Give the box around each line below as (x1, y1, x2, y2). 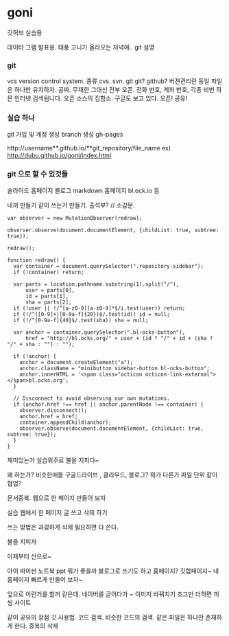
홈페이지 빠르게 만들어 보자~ (7, 575, 83, 583)
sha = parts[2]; (25, 299, 72, 306)
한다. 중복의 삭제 (14, 622, 58, 630)
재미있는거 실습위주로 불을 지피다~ (7, 455, 99, 464)
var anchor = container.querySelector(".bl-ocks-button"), (13, 328, 186, 336)
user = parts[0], (25, 286, 75, 293)
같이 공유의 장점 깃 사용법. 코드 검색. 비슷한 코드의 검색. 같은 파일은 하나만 (7, 613, 204, 621)
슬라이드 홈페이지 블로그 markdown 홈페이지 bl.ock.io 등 (7, 186, 160, 194)
